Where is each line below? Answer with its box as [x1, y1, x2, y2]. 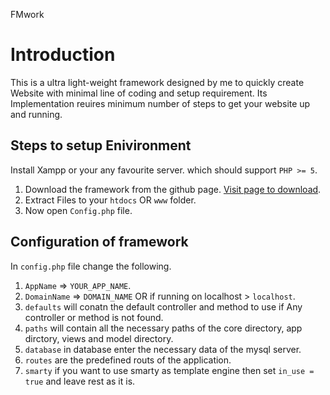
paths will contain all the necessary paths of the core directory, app [24, 322, 303, 334]
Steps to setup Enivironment [10, 137, 192, 154]
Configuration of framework [10, 234, 189, 251]
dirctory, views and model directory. [24, 332, 174, 344]
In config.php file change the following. [10, 260, 172, 272]
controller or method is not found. [24, 311, 164, 323]
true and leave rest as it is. [24, 375, 136, 387]
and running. [10, 108, 63, 120]
